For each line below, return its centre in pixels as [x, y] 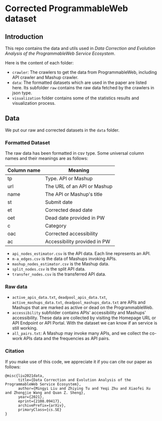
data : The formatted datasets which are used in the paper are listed [79, 82]
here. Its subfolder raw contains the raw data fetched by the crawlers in [83, 88]
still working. [25, 328]
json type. [22, 93]
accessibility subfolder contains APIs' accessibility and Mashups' [79, 313]
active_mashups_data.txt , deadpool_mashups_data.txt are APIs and [79, 302]
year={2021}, [31, 397]
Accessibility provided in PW [78, 242]
